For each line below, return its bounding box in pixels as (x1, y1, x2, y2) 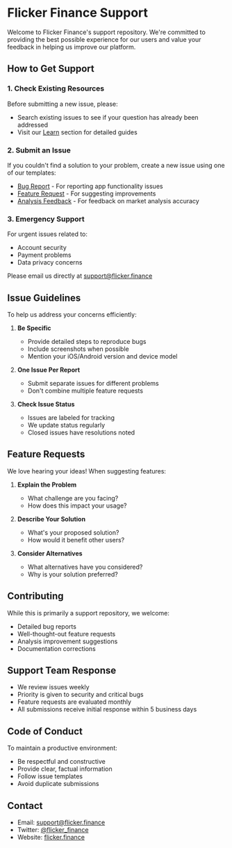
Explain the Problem (17, 480, 77, 489)
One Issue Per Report (17, 366, 81, 374)
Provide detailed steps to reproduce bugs (27, 338, 147, 346)
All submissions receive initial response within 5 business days (17, 705, 197, 714)
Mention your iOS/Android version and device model (27, 352, 178, 361)
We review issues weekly (17, 683, 90, 691)
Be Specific (17, 324, 51, 332)
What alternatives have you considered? (27, 563, 143, 571)
